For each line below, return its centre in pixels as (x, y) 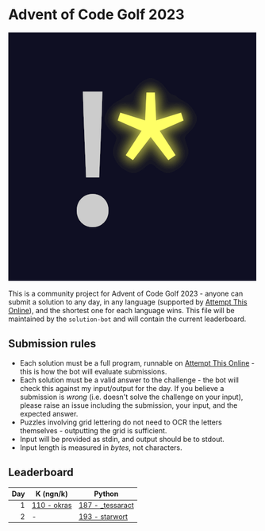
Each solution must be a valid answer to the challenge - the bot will (129, 380)
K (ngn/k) (52, 494)
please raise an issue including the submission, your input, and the (129, 405)
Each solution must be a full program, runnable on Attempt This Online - (137, 362)
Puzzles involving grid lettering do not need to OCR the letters (121, 422)
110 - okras (52, 506)
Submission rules (52, 344)
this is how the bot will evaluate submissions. (93, 371)
